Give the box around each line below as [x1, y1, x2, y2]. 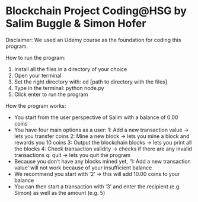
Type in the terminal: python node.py [14, 84, 104, 91]
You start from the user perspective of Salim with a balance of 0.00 [14, 114, 178, 121]
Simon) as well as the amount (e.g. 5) [14, 189, 106, 196]
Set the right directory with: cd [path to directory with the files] [14, 78, 167, 85]
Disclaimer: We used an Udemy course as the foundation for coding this [5, 36, 181, 43]
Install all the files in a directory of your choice [14, 65, 127, 72]
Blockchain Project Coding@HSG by [5, 4, 187, 18]
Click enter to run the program [14, 91, 88, 98]
